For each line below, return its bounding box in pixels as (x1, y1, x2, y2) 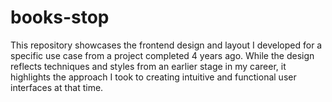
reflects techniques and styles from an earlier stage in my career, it (10, 60, 287, 72)
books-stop (10, 6, 110, 29)
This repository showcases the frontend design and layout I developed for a (10, 39, 323, 51)
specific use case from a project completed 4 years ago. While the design (10, 49, 315, 61)
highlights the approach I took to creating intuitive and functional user (10, 71, 297, 83)
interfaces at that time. (10, 81, 104, 93)
